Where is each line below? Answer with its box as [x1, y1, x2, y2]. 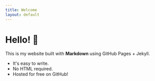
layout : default [5, 12, 40, 17]
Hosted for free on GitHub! [12, 71, 68, 77]
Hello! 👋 [5, 34, 39, 46]
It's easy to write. [12, 60, 49, 66]
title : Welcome [5, 7, 37, 13]
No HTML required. [12, 66, 53, 72]
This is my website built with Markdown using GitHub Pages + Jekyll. [5, 51, 150, 57]
